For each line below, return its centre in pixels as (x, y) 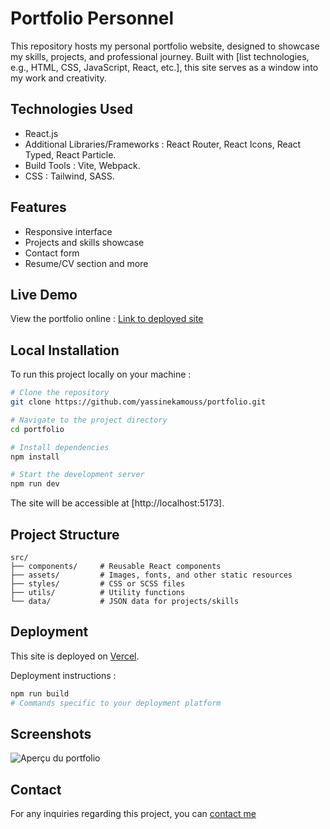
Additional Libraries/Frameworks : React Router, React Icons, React (163, 144)
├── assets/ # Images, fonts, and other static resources (151, 575)
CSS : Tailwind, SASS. (69, 176)
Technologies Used (71, 109)
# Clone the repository (60, 393)
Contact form (52, 253)
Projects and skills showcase (84, 242)
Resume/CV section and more (86, 263)
